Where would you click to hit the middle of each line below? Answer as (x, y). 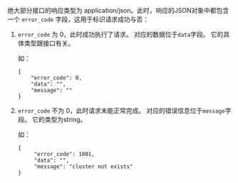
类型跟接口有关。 (49, 43)
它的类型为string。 (59, 120)
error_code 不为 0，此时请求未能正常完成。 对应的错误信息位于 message (121, 111)
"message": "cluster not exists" (83, 167)
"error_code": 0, (56, 78)
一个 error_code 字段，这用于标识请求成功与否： (78, 19)
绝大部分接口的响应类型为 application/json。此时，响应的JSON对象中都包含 (118, 10)
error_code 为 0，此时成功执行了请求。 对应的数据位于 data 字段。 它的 (120, 34)
